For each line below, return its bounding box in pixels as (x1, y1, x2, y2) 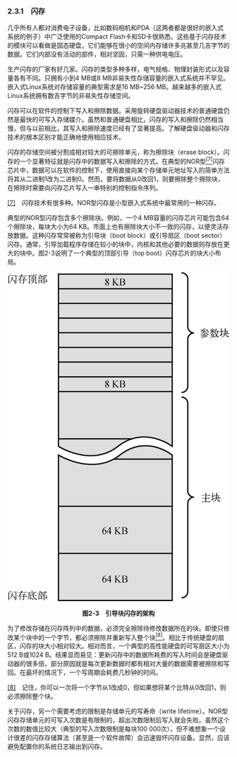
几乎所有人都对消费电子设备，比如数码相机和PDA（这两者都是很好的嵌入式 (7, 23, 224, 32)
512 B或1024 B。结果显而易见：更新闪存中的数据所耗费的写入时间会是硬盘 (7, 650, 222, 659)
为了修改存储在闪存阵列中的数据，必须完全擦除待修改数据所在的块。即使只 (7, 624, 224, 632)
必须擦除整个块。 (7, 692, 57, 701)
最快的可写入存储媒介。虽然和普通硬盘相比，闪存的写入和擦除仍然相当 (19, 115, 224, 124)
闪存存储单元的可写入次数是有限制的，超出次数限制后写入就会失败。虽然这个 (7, 716, 230, 725)
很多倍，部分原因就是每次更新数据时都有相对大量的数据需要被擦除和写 (25, 660, 230, 668)
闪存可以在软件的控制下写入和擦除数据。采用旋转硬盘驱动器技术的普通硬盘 (7, 107, 224, 115)
